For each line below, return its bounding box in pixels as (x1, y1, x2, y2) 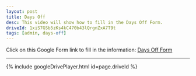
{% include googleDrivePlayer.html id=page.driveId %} (6, 63, 138, 70)
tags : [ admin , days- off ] (6, 30, 66, 36)
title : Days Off (6, 14, 45, 20)
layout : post (6, 8, 38, 15)
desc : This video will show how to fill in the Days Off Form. (6, 19, 163, 25)
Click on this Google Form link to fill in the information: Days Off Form (6, 46, 173, 53)
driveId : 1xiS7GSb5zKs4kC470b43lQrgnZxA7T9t (6, 25, 116, 31)
